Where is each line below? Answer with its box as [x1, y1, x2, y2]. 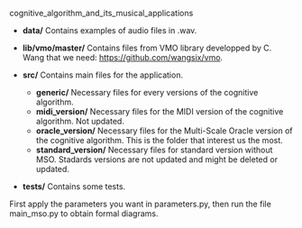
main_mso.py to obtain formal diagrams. [9, 208, 160, 219]
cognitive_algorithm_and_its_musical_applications [9, 8, 194, 18]
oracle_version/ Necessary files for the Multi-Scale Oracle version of [35, 125, 293, 136]
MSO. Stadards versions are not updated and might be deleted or [35, 154, 278, 165]
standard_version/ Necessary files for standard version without [35, 144, 273, 155]
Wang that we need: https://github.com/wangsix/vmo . [22, 52, 224, 62]
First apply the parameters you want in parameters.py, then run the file [9, 198, 272, 209]
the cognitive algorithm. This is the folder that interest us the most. [35, 135, 284, 145]
